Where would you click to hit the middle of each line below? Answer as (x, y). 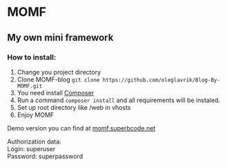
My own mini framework (60, 38)
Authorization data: (34, 141)
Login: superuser (31, 148)
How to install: (32, 57)
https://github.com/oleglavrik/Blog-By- (161, 80)
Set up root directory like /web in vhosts (74, 107)
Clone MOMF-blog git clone (58, 79)
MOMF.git (30, 86)
